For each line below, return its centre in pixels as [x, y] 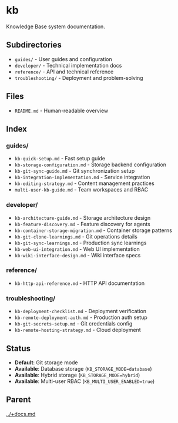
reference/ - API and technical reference [64, 72]
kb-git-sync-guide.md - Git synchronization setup [75, 171]
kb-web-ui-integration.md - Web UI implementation [77, 249]
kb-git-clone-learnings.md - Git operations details [76, 236]
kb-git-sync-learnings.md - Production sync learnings [80, 243]
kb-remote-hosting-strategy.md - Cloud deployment [78, 330]
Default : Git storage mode [46, 362]
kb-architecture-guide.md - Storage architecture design [83, 217]
